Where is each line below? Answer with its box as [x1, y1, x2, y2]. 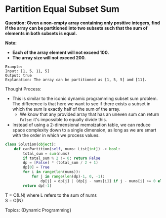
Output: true [5, 73, 32, 78]
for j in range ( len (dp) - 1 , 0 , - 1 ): [31, 174, 105, 179]
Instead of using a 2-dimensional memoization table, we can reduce [12, 122, 151, 128]
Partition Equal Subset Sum [5, 3, 120, 15]
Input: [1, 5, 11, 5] [5, 68, 50, 74]
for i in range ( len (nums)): [23, 170, 81, 174]
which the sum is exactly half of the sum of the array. [12, 106, 121, 112]
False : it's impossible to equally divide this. [19, 116, 107, 122]
